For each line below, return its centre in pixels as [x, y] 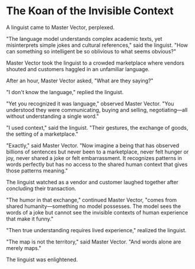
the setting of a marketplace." [42, 134]
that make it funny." [30, 219]
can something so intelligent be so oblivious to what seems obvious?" [91, 51]
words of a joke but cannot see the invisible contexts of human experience [97, 212]
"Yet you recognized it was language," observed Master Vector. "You [90, 103]
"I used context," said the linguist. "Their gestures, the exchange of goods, [97, 127]
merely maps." [24, 248]
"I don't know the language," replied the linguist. [65, 92]
